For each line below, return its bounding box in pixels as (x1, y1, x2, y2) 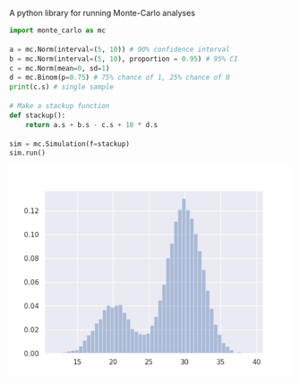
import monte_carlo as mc (9, 26, 106, 35)
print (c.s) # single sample (9, 82, 115, 92)
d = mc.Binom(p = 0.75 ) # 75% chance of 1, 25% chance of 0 (9, 73, 230, 82)
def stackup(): (9, 111, 66, 120)
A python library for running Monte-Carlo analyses (9, 8, 195, 18)
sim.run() (9, 149, 47, 158)
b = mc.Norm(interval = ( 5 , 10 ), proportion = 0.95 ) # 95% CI (9, 54, 239, 64)
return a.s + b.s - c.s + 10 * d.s (25, 120, 158, 129)
